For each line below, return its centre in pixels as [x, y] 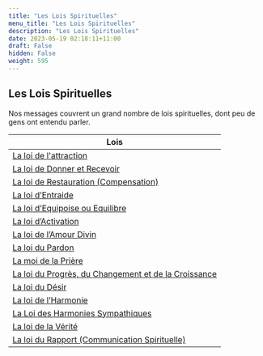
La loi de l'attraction [50, 155]
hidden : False [32, 53]
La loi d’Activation [46, 221]
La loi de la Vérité [45, 326]
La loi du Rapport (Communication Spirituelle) [99, 339]
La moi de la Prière [48, 261]
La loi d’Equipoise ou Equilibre [70, 208]
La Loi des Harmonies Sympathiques [82, 313]
